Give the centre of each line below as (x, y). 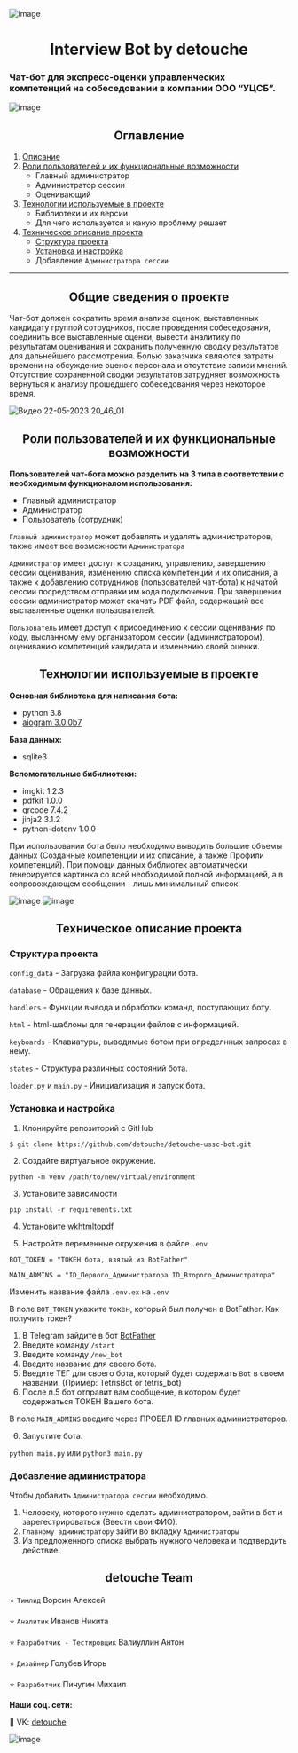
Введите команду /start (68, 1345)
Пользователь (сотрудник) (73, 519)
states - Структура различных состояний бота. (98, 1068)
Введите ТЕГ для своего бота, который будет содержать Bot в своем (153, 1373)
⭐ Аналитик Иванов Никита (59, 1621)
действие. (41, 1550)
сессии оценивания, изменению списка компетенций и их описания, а (144, 572)
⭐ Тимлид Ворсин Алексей (57, 1600)
